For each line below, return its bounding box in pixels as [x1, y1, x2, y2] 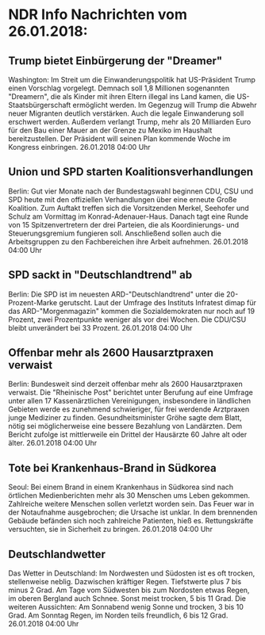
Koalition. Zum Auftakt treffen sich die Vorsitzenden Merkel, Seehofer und [8, 203, 250, 212]
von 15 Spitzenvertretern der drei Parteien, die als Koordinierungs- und [8, 220, 240, 229]
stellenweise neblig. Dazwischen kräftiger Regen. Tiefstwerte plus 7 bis [8, 577, 242, 587]
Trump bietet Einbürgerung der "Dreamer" [8, 54, 223, 67]
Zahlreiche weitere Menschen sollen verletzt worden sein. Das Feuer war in [8, 499, 255, 509]
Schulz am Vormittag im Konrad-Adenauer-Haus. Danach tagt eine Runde [8, 212, 248, 221]
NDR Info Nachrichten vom [8, 6, 188, 24]
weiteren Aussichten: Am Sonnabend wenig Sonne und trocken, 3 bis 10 [8, 602, 244, 612]
